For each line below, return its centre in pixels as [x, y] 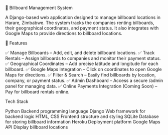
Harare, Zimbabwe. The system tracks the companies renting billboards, [80, 23]
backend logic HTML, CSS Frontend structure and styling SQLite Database [82, 116]
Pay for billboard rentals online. [37, 92]
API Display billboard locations [37, 127]
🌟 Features [16, 43]
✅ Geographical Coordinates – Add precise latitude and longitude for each [82, 63]
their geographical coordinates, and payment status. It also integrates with [82, 28]
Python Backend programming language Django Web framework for [75, 111]
